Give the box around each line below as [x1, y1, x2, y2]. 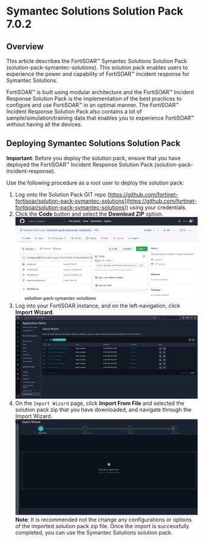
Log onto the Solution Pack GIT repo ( [15, 191, 110, 198]
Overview [6, 41, 44, 52]
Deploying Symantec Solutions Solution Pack [6, 138, 181, 149]
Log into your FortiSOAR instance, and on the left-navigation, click [15, 302, 180, 309]
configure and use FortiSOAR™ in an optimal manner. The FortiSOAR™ [6, 101, 179, 109]
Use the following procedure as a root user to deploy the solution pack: [6, 179, 184, 186]
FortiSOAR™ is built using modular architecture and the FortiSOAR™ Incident [6, 89, 194, 95]
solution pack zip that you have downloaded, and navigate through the [15, 406, 192, 413]
